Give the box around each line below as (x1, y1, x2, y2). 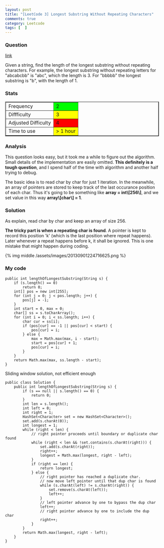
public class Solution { (5, 380, 56, 385)
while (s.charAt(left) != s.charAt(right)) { (40, 483, 134, 488)
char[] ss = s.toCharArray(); (14, 310, 76, 315)
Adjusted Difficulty (8, 119, 51, 126)
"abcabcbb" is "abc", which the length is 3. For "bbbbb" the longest (5, 73, 141, 78)
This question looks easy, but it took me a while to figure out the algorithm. (5, 154, 155, 160)
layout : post (5, 7, 32, 12)
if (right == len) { (31, 461, 73, 466)
